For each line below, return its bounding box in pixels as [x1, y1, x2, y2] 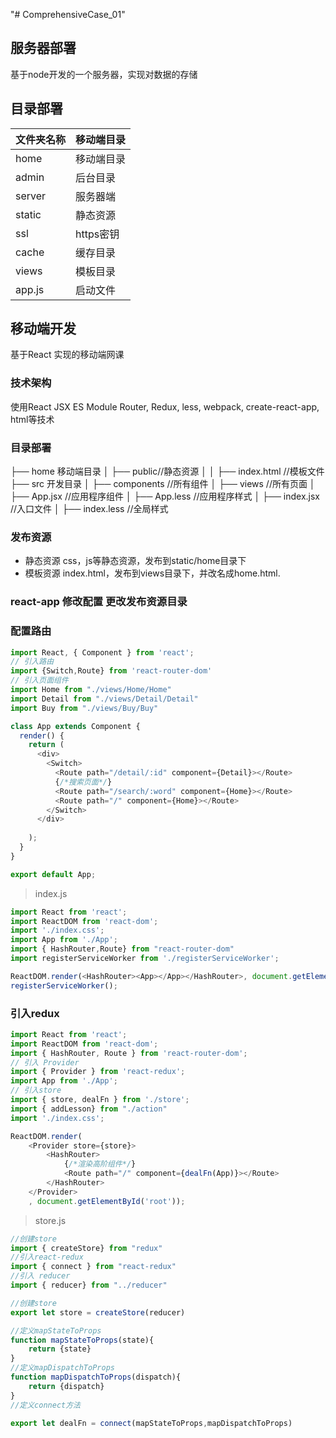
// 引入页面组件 [10, 675, 69, 686]
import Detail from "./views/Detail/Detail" [10, 694, 199, 704]
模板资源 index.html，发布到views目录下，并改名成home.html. [24, 567, 281, 579]
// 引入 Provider [10, 1057, 80, 1068]
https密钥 [75, 227, 120, 241]
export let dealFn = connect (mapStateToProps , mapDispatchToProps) [10, 1418, 293, 1428]
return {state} [28, 1344, 92, 1354]
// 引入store [10, 1085, 62, 1096]
